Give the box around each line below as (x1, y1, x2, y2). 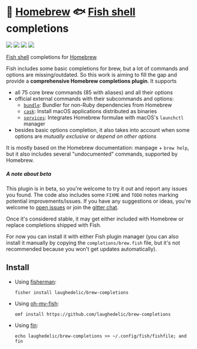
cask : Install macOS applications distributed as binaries (23, 107, 157, 114)
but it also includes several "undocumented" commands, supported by (6, 150, 178, 157)
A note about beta (6, 170, 52, 177)
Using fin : (14, 321, 38, 328)
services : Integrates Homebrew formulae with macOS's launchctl (23, 114, 184, 121)
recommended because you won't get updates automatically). (6, 245, 157, 252)
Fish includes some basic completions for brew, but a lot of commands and (6, 65, 189, 72)
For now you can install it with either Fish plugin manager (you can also (6, 233, 179, 240)
